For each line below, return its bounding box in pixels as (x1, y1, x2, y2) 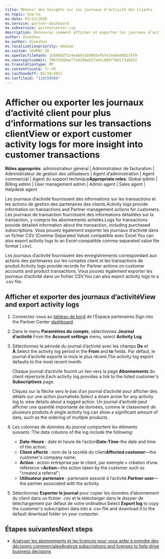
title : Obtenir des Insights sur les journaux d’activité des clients (5, 7, 153, 12)
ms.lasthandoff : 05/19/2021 (5, 71, 63, 76)
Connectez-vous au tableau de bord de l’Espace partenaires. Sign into (12, 313, 154, 320)
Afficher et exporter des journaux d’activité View (5, 293, 156, 301)
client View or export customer (5, 128, 132, 139)
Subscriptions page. (12, 379, 55, 384)
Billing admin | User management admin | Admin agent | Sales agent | (5, 181, 146, 187)
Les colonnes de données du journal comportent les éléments (12, 424, 137, 430)
